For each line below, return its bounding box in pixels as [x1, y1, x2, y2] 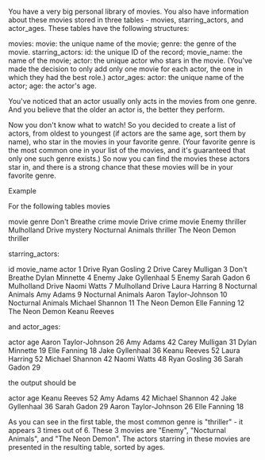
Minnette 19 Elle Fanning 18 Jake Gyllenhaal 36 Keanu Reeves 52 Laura [8, 346, 240, 355]
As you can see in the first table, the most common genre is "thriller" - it [8, 417, 244, 427]
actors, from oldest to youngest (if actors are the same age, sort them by [8, 128, 246, 138]
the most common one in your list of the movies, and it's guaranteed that [8, 146, 246, 155]
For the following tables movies [8, 201, 111, 211]
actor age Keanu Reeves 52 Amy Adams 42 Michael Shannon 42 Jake [8, 393, 237, 403]
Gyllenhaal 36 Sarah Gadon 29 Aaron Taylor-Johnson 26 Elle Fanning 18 [8, 402, 244, 411]
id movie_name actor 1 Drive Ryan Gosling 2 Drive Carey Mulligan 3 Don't [8, 265, 248, 274]
